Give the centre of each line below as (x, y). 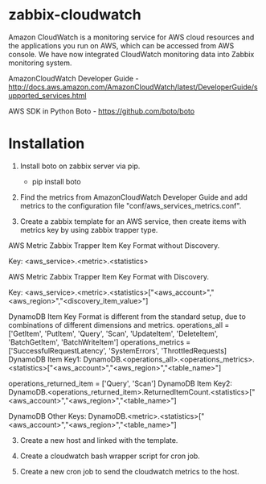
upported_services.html (47, 95)
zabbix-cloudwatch (75, 15)
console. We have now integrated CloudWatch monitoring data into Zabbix (131, 54)
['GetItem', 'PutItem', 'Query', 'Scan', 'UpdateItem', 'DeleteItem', (113, 333)
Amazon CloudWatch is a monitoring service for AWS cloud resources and (131, 37)
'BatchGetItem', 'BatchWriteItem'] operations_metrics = (100, 342)
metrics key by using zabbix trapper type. (89, 230)
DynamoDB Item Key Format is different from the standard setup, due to (127, 316)
